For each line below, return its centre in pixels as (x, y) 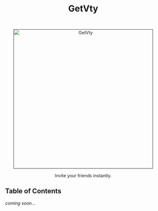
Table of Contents (33, 191)
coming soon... (20, 203)
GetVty (83, 9)
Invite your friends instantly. (83, 175)
